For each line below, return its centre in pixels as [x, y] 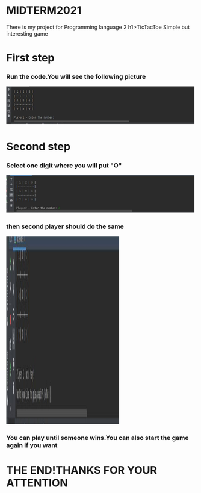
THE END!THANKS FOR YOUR [82, 470]
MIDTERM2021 [44, 11]
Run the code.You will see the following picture [76, 77]
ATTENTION [37, 483]
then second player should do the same [65, 226]
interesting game [27, 33]
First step [30, 58]
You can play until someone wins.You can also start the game [97, 438]
